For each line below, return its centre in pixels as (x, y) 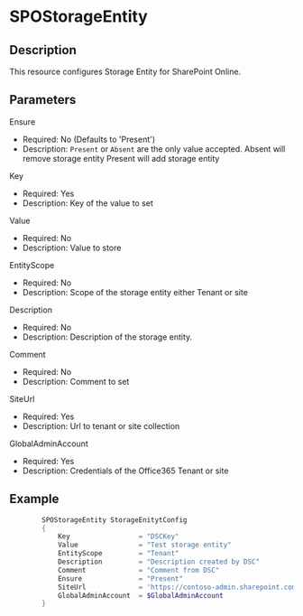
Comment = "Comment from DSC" (138, 570)
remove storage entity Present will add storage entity (121, 158)
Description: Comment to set (76, 381)
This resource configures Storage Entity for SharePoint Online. (125, 71)
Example (34, 499)
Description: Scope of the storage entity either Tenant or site (135, 292)
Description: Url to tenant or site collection (101, 425)
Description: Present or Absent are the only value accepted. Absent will (154, 149)
